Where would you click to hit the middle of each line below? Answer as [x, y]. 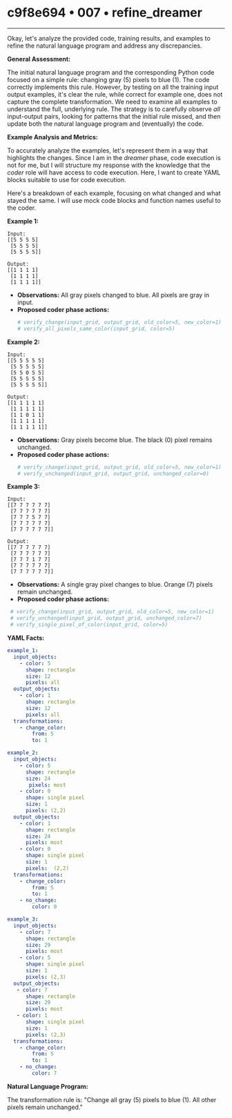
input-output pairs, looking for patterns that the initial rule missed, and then [114, 116]
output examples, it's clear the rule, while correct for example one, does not [115, 94]
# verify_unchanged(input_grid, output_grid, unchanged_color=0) [113, 473]
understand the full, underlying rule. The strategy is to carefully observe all [114, 109]
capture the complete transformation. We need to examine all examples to [112, 101]
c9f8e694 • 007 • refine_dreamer [105, 13]
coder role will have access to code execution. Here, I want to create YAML [114, 172]
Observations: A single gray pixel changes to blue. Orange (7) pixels [115, 585]
